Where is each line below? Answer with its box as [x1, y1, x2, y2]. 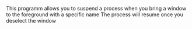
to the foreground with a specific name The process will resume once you [6, 11, 184, 18]
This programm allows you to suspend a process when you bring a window [6, 5, 187, 12]
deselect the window [6, 17, 57, 24]
